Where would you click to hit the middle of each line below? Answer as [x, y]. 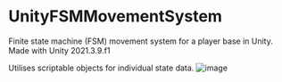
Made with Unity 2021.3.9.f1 [59, 50]
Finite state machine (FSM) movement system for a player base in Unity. [141, 41]
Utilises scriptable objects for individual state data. [101, 68]
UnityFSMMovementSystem [115, 16]
